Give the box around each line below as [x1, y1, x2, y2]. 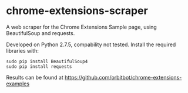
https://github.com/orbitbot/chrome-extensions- [64, 74, 182, 81]
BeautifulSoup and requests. [6, 29, 75, 36]
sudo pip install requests [6, 63, 72, 70]
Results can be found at [6, 74, 63, 81]
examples [6, 80, 30, 87]
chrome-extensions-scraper [6, 4, 148, 18]
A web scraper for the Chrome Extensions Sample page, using [6, 23, 157, 30]
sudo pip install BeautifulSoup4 [6, 58, 88, 64]
